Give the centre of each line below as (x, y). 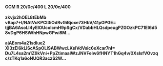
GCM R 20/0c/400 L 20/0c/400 (38, 7)
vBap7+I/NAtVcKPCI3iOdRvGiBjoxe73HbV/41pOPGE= (61, 23)
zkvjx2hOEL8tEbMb (26, 17)
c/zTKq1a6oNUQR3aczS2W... (36, 58)
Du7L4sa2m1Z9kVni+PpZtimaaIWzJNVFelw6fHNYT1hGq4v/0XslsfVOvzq (82, 53)
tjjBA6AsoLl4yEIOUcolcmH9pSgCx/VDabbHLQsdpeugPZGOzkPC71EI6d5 (81, 28)
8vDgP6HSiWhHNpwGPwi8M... (38, 33)
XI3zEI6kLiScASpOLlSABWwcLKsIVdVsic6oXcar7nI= (60, 48)
